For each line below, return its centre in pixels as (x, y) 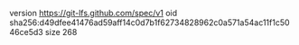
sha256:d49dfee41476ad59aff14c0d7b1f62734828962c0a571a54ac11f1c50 (150, 22)
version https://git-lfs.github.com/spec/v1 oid (93, 13)
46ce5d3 (26, 32)
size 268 (61, 32)
